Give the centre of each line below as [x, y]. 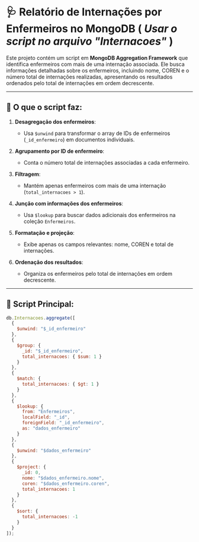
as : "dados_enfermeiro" [51, 428]
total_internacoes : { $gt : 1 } [60, 385]
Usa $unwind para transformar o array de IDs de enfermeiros [97, 133]
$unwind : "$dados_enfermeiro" [54, 450]
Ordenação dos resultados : [49, 262]
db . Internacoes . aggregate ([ [41, 318]
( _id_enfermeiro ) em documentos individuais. [79, 139]
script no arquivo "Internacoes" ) [90, 41]
